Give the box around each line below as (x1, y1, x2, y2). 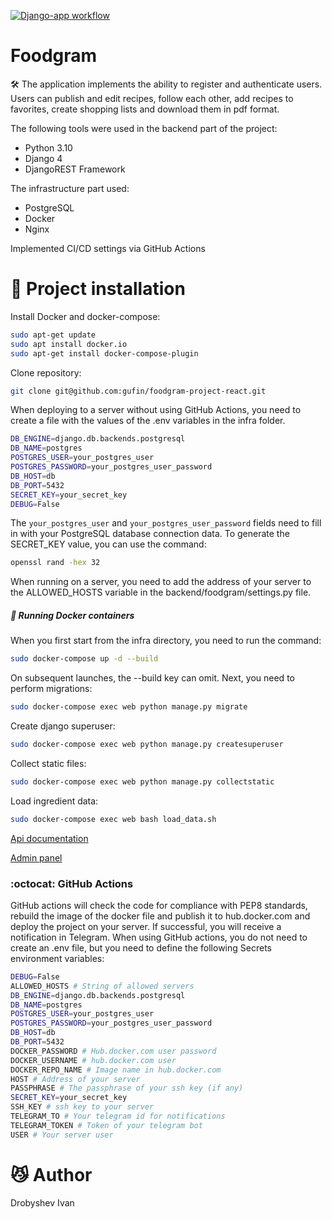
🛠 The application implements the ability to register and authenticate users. (10, 78, 323, 90)
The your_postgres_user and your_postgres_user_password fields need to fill (10, 517, 322, 529)
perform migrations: (10, 683, 93, 695)
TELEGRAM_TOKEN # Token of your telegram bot (10, 1120, 203, 1130)
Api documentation (10, 832, 89, 844)
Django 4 (24, 152, 63, 164)
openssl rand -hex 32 (10, 558, 101, 568)
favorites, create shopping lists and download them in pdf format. (10, 103, 280, 115)
